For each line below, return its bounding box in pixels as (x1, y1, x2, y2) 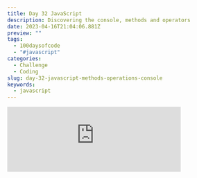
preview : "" (7, 29, 42, 37)
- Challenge (13, 62, 49, 69)
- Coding (13, 68, 39, 75)
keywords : (7, 81, 36, 88)
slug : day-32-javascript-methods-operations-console (7, 74, 163, 82)
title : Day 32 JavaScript (7, 10, 82, 17)
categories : (7, 55, 42, 62)
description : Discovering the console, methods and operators (7, 17, 191, 24)
